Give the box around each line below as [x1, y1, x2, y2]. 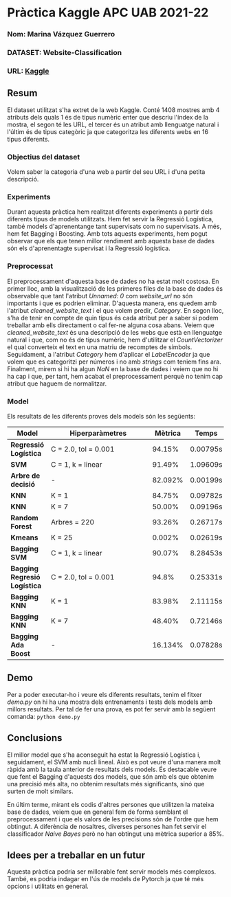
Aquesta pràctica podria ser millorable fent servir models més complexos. [7, 867, 217, 876]
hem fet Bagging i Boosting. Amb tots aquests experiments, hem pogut [7, 230, 208, 238]
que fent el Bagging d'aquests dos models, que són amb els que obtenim [7, 772, 214, 781]
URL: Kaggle [7, 66, 49, 76]
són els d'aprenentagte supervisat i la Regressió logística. [7, 244, 170, 252]
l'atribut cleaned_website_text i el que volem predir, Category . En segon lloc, [7, 306, 224, 314]
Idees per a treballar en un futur [7, 849, 146, 861]
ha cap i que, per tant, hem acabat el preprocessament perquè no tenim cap [7, 372, 223, 380]
